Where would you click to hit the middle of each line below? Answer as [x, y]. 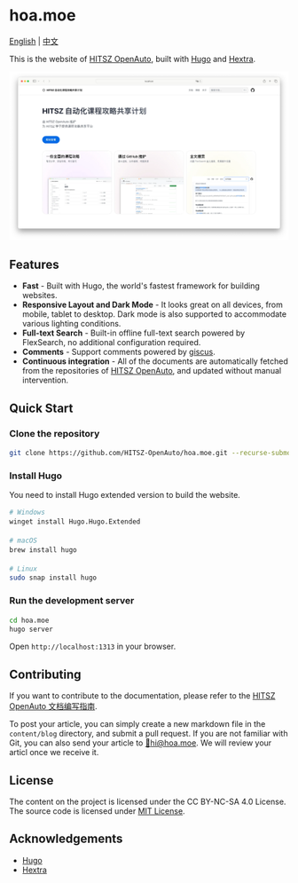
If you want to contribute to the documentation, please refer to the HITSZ [142, 696]
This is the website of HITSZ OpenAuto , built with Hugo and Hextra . [133, 59]
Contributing [45, 674]
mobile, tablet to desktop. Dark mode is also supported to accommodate [154, 314]
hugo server [31, 630]
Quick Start [41, 408]
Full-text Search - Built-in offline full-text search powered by [133, 333]
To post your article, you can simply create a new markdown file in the [137, 724]
